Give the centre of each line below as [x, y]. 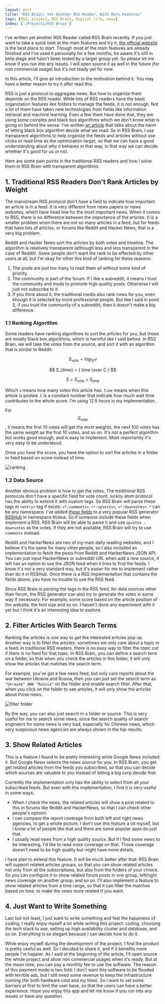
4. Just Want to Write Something [56, 906]
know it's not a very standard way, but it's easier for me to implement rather [82, 569]
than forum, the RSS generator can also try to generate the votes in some [79, 594]
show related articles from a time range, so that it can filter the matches [78, 885]
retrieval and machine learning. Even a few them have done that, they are [79, 115]
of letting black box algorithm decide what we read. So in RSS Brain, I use [80, 130]
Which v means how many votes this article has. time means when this [77, 390]
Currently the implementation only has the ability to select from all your [77, 782]
